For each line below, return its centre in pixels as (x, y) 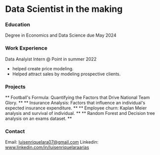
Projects (15, 87)
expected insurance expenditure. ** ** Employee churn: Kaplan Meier (76, 108)
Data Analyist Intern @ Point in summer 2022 (51, 59)
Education (18, 25)
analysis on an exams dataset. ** (39, 119)
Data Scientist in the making (64, 9)
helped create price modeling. (43, 68)
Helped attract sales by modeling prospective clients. (66, 74)
